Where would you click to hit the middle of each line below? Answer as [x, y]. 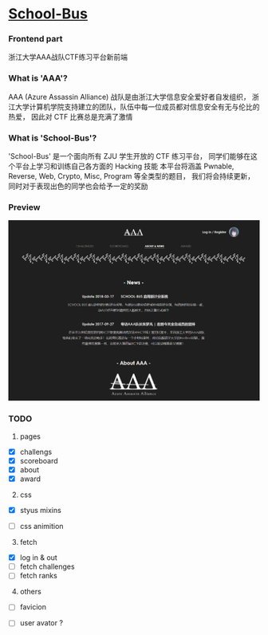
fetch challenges [47, 566]
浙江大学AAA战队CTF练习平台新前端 [68, 57]
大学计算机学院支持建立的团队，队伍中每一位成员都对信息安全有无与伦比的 [137, 106]
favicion [33, 607]
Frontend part [35, 39]
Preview [24, 207]
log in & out [38, 558]
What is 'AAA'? [38, 78]
